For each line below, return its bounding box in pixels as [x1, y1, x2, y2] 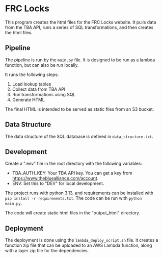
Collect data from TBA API [12, 86, 65, 92]
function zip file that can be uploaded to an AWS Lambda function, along [5, 242, 152, 248]
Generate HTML [12, 97, 45, 103]
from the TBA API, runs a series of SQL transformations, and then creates [5, 24, 154, 30]
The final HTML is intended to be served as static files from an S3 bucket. [5, 106, 154, 112]
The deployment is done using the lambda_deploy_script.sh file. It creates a [5, 237, 159, 243]
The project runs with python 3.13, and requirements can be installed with [5, 190, 154, 196]
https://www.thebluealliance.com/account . [12, 175, 99, 181]
